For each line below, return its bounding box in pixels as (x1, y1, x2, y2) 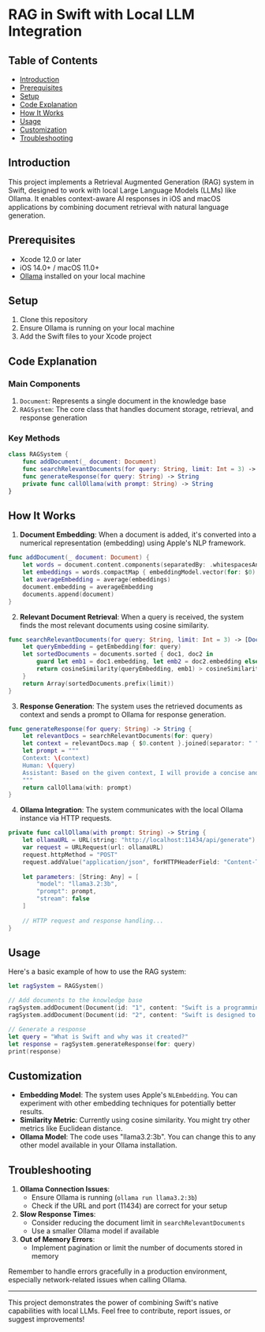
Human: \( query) (22, 761, 77, 769)
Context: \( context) (22, 754, 90, 762)
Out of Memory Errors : (19, 1235, 95, 1244)
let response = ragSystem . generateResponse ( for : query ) (8, 1040, 196, 1048)
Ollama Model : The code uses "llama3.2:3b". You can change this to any (19, 1132, 256, 1142)
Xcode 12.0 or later (19, 254, 81, 264)
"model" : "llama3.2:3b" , (36, 880, 118, 889)
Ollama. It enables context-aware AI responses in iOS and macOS (8, 193, 221, 203)
